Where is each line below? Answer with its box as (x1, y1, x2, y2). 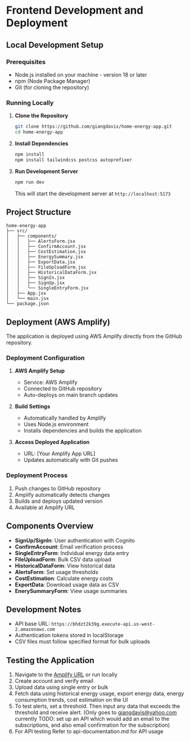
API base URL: (14, 620, 50, 628)
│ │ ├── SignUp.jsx (6, 280, 65, 286)
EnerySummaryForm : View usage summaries (14, 587, 128, 594)
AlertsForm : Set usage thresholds (14, 568, 99, 575)
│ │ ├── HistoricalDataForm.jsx (6, 270, 97, 276)
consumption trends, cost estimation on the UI (14, 696, 128, 704)
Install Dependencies (14, 140, 68, 147)
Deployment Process (6, 471, 68, 480)
